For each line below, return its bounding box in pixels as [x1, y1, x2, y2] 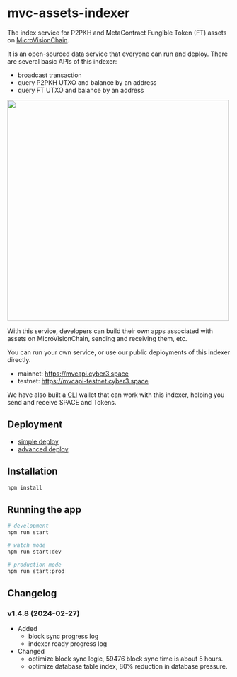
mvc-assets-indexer [7, 5, 130, 21]
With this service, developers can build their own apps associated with [7, 327, 214, 335]
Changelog [7, 587, 57, 599]
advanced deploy [17, 444, 69, 453]
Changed [17, 647, 45, 656]
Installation [7, 465, 58, 478]
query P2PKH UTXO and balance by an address [17, 78, 157, 86]
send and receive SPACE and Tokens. [7, 398, 117, 406]
